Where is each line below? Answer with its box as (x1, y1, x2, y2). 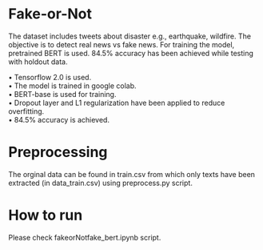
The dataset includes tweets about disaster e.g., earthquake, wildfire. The (8, 31, 252, 41)
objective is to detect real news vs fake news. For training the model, (8, 39, 235, 49)
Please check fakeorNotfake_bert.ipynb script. (8, 232, 161, 242)
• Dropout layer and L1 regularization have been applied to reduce (8, 98, 225, 107)
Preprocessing (8, 143, 108, 161)
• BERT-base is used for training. (8, 89, 117, 99)
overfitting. (8, 106, 45, 116)
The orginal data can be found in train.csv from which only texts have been (8, 169, 256, 179)
